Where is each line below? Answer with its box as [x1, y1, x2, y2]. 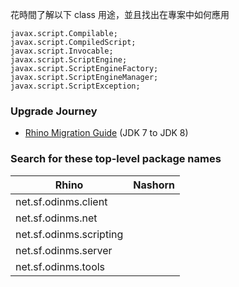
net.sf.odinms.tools [15, 259, 106, 273]
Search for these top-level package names [10, 152, 222, 166]
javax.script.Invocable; [10, 46, 114, 56]
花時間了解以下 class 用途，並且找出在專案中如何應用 [10, 9, 230, 20]
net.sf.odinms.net [15, 211, 98, 225]
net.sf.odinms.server [15, 243, 113, 257]
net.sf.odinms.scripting [15, 227, 124, 241]
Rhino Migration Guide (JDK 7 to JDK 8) [24, 127, 189, 139]
